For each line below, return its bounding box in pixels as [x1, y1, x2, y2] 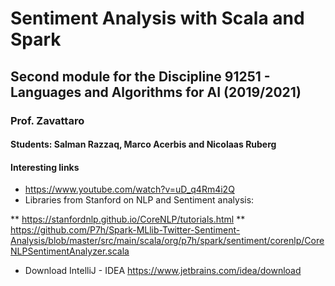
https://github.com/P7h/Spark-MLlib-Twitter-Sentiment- [10, 224, 241, 236]
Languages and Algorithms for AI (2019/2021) [10, 83, 302, 101]
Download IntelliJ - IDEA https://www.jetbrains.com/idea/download [24, 265, 302, 277]
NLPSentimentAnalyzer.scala [10, 245, 130, 257]
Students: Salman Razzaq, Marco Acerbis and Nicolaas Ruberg [10, 138, 277, 151]
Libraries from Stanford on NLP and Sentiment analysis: [24, 194, 255, 206]
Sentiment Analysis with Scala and [10, 7, 305, 30]
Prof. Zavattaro [10, 113, 85, 127]
